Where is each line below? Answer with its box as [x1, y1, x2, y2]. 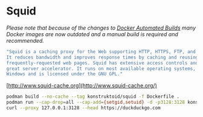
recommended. [6, 37, 44, 44]
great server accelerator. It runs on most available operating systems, [6, 65, 196, 72]
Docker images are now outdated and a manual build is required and [6, 30, 178, 37]
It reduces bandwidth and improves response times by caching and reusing [6, 54, 199, 60]
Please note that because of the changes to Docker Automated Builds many [6, 24, 196, 31]
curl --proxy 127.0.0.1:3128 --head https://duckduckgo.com [6, 105, 161, 111]
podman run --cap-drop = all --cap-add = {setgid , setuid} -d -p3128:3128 [6, 100, 185, 106]
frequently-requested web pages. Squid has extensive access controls [6, 60, 188, 66]
